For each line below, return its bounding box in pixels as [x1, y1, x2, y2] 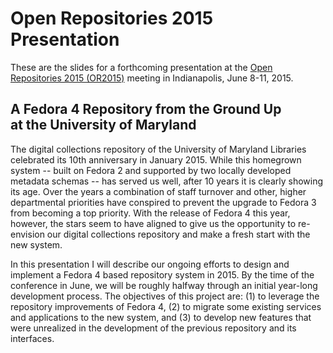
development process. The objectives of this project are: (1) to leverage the [10, 290, 320, 302]
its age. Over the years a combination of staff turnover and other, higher [10, 185, 307, 197]
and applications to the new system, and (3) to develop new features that [10, 311, 312, 323]
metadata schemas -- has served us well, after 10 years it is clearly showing [10, 175, 324, 187]
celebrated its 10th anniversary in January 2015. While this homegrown [10, 153, 302, 166]
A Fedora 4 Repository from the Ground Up [10, 101, 282, 118]
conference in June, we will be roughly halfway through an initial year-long [10, 279, 318, 291]
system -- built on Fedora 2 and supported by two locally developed [10, 164, 292, 176]
